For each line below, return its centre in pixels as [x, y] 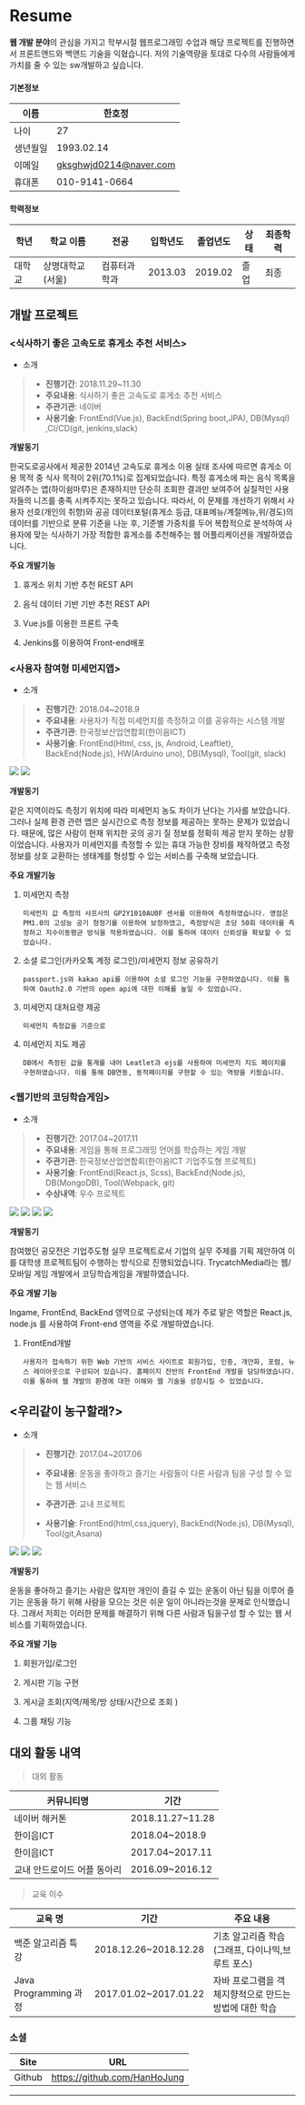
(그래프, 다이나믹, [248, 1950]
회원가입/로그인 [50, 1663]
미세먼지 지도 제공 [54, 1044]
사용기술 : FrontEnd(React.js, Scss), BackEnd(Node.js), [145, 1172]
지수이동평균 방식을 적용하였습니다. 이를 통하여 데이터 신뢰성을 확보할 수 [163, 933]
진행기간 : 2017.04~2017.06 [93, 1454]
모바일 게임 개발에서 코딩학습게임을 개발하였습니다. [99, 1274]
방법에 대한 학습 [245, 2009]
